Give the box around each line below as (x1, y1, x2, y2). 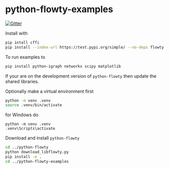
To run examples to (5, 54, 46, 60)
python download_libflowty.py (5, 150, 69, 155)
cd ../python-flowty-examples (5, 159, 69, 164)
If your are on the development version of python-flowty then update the (5, 73, 157, 79)
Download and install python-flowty (5, 135, 80, 141)
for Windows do (5, 112, 39, 118)
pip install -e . (5, 154, 42, 159)
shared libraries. (5, 78, 39, 84)
